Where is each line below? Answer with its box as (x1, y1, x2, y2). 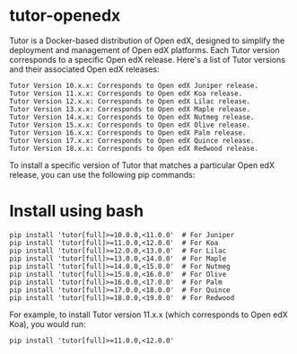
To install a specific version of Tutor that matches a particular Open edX (9, 159, 275, 171)
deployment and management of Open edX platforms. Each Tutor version (9, 44, 280, 55)
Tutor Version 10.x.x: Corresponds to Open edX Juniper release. (9, 81, 258, 90)
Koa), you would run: (9, 318, 87, 329)
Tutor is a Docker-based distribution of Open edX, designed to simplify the (9, 35, 285, 46)
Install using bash (9, 201, 144, 221)
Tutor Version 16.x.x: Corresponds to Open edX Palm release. (9, 128, 247, 137)
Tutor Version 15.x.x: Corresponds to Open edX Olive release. (9, 120, 251, 129)
